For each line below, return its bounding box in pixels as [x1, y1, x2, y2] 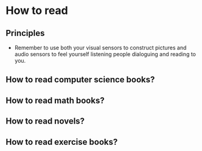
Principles [5, 28, 45, 38]
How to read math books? [5, 95, 105, 105]
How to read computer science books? [5, 74, 155, 85]
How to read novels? [5, 116, 85, 127]
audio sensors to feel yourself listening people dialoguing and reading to [14, 51, 196, 58]
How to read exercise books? [5, 136, 118, 147]
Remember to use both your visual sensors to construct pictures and [14, 44, 187, 51]
